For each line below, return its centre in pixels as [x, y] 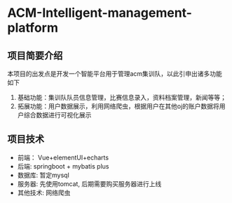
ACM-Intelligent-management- [100, 13]
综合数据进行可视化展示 [57, 115]
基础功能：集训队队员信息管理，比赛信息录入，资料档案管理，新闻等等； [122, 97]
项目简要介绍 [35, 55]
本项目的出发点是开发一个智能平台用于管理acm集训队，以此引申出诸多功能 [115, 74]
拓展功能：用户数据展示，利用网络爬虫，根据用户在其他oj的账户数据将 [118, 106]
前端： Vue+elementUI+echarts [63, 157]
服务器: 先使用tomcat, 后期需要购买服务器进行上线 [89, 183]
